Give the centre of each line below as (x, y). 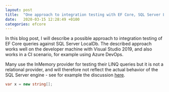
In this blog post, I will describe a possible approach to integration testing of (84, 38)
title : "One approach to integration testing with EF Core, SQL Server (83, 15)
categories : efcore (26, 24)
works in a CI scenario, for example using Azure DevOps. (64, 55)
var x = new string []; (29, 84)
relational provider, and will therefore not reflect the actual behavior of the (82, 70)
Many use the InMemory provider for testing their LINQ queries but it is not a (84, 64)
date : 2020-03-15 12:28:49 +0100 (43, 19)
